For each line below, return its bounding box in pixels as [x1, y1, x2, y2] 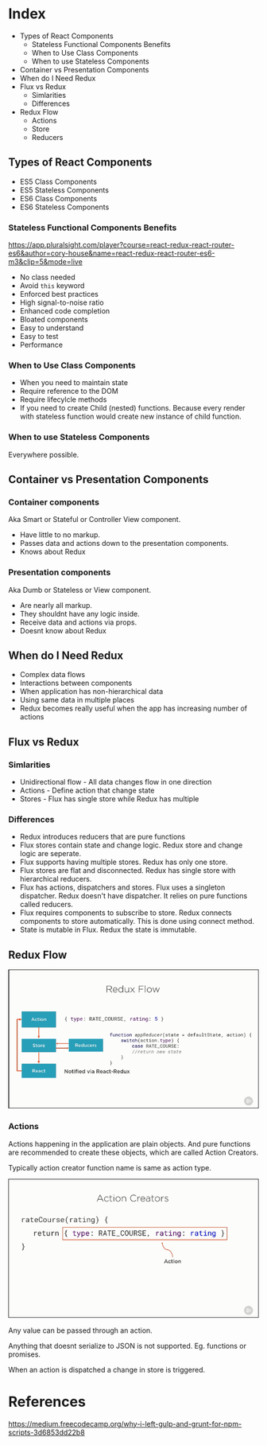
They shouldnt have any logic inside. [19, 609, 141, 618]
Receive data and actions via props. [19, 617, 137, 627]
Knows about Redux [19, 547, 86, 557]
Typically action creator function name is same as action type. [8, 1163, 212, 1172]
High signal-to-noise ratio [19, 298, 105, 307]
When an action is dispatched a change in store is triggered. [8, 1365, 206, 1374]
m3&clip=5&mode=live [8, 257, 83, 267]
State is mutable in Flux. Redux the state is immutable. [19, 925, 197, 935]
